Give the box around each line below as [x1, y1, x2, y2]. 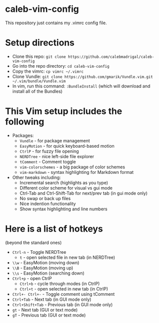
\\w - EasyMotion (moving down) [12, 259, 79, 265]
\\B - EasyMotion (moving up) [12, 265, 74, 271]
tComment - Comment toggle [19, 159, 76, 164]
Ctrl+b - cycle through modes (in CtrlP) [19, 281, 100, 286]
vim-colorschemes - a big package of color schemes [19, 164, 125, 170]
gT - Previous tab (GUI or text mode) [12, 312, 86, 318]
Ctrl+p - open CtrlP [12, 275, 52, 281]
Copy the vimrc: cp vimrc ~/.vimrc [12, 68, 84, 74]
